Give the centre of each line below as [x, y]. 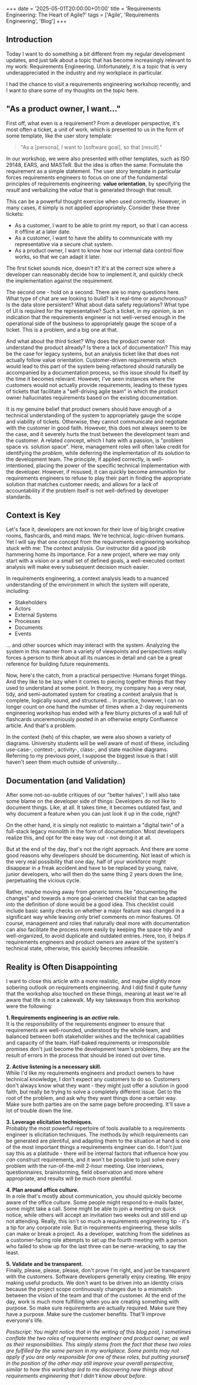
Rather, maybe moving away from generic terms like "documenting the [92, 892]
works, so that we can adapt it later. [58, 257]
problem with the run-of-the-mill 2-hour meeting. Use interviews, [85, 1166]
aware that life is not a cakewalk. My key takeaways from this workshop [93, 1000]
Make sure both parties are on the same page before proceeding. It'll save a [98, 1104]
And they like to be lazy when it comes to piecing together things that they [96, 682]
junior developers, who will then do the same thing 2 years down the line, [95, 874]
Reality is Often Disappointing [62, 967]
